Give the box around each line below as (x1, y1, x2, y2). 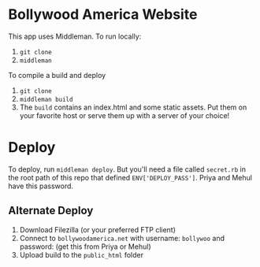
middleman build (19, 95, 73, 103)
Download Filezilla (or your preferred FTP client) (19, 224, 176, 234)
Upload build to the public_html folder (19, 250, 144, 259)
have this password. (8, 181, 73, 191)
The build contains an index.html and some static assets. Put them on (19, 102, 247, 112)
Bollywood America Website (8, 6, 198, 24)
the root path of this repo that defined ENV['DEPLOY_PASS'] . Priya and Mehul (8, 172, 252, 182)
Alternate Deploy (8, 204, 94, 217)
